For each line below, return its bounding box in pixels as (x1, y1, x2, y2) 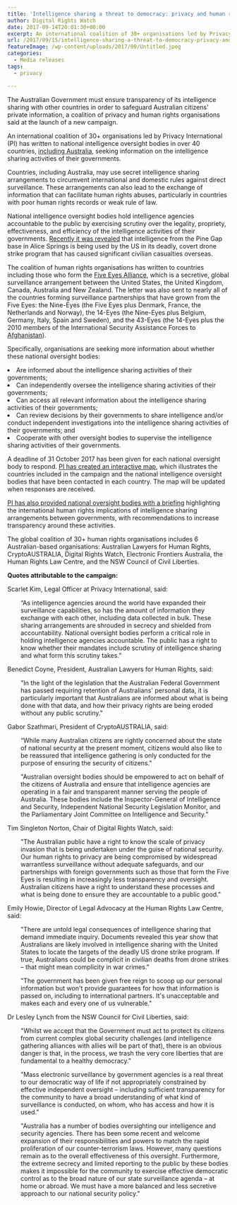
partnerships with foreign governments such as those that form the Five (20, 867, 229, 876)
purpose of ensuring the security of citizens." (20, 758, 152, 767)
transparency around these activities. (7, 521, 116, 530)
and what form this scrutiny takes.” (20, 651, 122, 659)
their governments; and (7, 426, 75, 434)
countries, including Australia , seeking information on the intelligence (7, 147, 209, 155)
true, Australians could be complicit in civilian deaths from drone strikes (20, 955, 229, 964)
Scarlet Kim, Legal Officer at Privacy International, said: (7, 585, 168, 593)
